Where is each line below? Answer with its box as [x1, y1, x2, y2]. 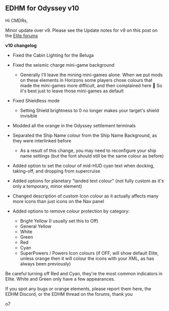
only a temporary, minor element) [12, 183, 82, 189]
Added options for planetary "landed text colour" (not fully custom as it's [12, 178, 164, 184]
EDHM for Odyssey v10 [5, 4, 79, 13]
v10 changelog [5, 42, 37, 48]
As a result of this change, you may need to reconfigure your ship [20, 147, 156, 153]
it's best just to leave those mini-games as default [20, 88, 124, 94]
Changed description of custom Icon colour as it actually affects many [12, 193, 159, 199]
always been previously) [20, 261, 71, 267]
